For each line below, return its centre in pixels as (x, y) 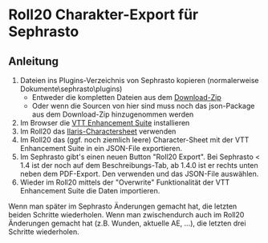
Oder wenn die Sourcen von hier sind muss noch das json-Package (143, 106)
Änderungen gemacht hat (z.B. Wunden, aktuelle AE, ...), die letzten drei (127, 223)
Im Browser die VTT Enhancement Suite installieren (105, 123)
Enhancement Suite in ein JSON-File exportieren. (101, 148)
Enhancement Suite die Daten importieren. (90, 191)
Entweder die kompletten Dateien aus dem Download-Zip (127, 97)
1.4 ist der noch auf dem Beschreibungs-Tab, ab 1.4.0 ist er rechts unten (139, 165)
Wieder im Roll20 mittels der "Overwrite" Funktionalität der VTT (125, 182)
